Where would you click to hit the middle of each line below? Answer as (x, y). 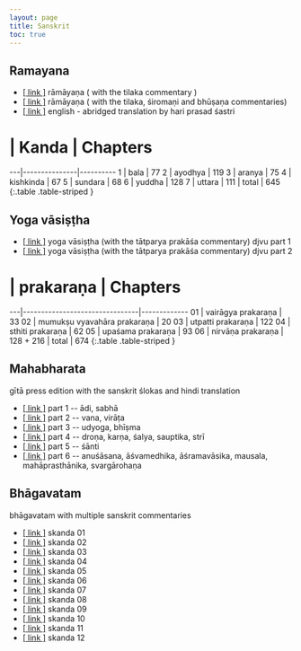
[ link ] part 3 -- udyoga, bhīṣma (81, 427)
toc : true (28, 34)
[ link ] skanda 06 (54, 580)
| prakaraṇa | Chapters (95, 287)
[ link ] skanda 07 (54, 590)
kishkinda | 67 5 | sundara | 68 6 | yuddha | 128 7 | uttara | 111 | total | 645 (145, 182)
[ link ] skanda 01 (53, 532)
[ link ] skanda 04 (55, 561)
